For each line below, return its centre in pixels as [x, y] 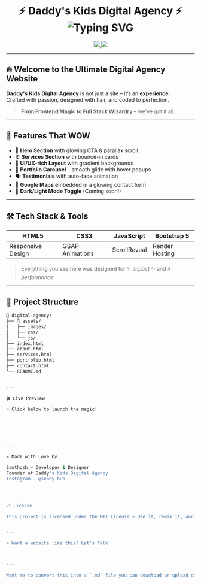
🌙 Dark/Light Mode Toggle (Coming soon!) [68, 191]
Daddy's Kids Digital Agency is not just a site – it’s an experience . [88, 93]
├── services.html [29, 355]
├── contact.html [28, 366]
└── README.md [24, 371]
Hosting [164, 253]
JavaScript [129, 236]
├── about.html [25, 349]
